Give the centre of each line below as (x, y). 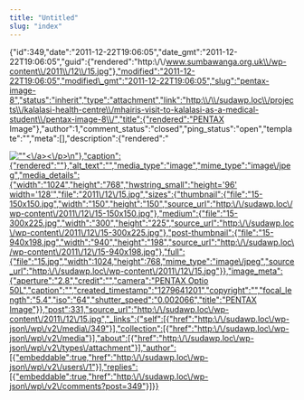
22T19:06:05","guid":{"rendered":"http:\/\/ (88, 61)
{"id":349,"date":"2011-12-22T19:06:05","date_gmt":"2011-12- (123, 51)
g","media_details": (44, 175)
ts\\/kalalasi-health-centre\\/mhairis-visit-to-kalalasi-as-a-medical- (134, 109)
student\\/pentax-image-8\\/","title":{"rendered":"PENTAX (117, 119)
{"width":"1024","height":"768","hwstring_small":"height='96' (123, 184)
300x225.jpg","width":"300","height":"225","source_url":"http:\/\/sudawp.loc (152, 223)
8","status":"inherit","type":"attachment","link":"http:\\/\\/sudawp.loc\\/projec (152, 99)
